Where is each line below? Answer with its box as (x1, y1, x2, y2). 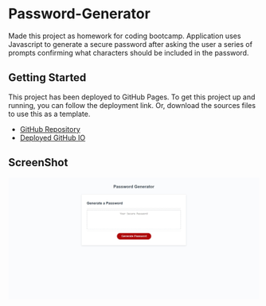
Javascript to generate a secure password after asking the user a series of (8, 39, 253, 48)
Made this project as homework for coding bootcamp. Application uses (8, 31, 241, 41)
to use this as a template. (8, 109, 91, 118)
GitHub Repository (19, 124, 81, 134)
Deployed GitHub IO (19, 133, 86, 142)
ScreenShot (8, 156, 68, 169)
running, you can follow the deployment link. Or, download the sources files (8, 100, 256, 110)
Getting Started (8, 71, 87, 84)
